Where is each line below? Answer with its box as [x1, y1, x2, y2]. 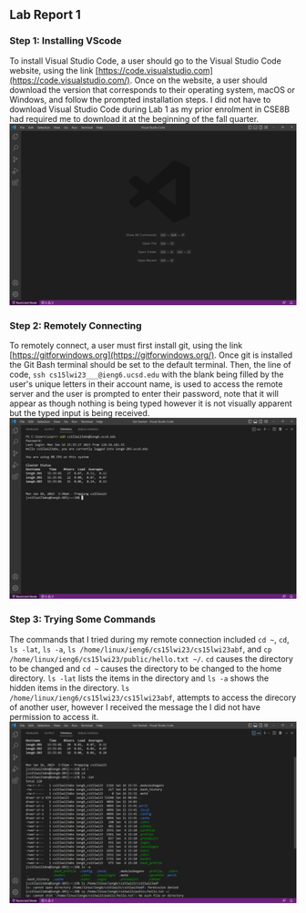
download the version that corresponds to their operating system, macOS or [9, 84, 296, 95]
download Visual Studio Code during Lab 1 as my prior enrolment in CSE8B [9, 104, 290, 115]
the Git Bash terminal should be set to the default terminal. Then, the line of [9, 359, 291, 370]
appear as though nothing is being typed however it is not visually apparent [9, 398, 292, 409]
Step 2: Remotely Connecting [9, 319, 143, 331]
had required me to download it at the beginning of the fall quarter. [9, 113, 260, 124]
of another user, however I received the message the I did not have [9, 701, 261, 713]
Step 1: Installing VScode [9, 35, 122, 47]
